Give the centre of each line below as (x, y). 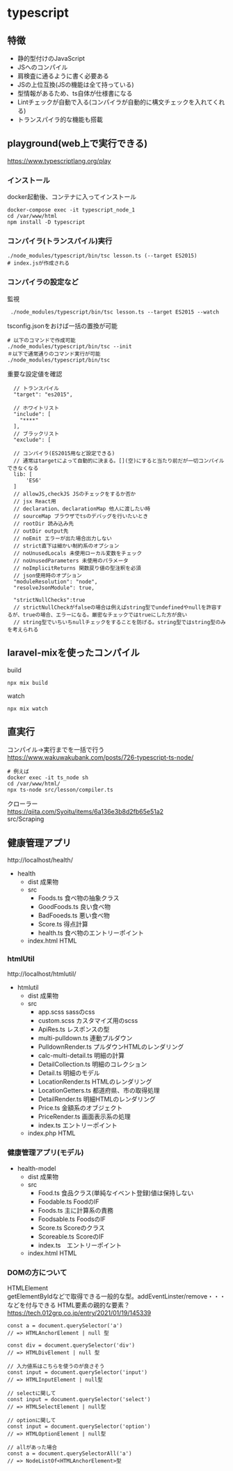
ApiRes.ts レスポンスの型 (74, 1029)
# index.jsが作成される (38, 263)
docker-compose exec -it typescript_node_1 (71, 210)
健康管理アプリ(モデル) (46, 1153)
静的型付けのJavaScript (51, 58)
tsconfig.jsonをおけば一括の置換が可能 (63, 325)
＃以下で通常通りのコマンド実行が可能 (54, 354)
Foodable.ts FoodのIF (69, 1202)
